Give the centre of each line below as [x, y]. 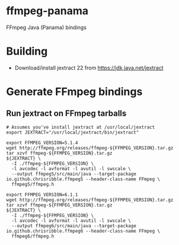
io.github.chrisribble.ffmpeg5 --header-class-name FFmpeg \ [83, 179]
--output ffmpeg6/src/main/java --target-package [74, 226]
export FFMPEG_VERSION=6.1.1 [42, 195]
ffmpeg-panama [47, 11]
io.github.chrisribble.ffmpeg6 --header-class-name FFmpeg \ [83, 231]
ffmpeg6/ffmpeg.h [33, 236]
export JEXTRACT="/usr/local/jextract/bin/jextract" [73, 132]
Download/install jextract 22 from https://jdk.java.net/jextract [89, 68]
